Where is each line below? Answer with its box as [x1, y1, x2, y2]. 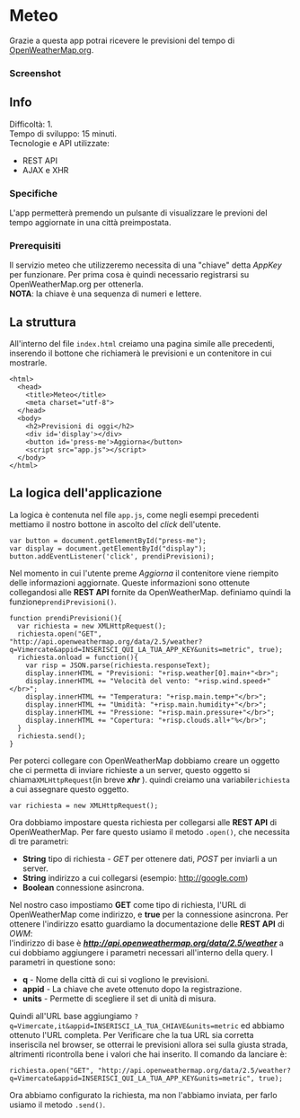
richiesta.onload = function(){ [17, 653, 139, 662]
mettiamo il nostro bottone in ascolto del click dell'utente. [9, 518, 222, 530]
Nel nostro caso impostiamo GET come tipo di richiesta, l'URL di [9, 899, 247, 910]
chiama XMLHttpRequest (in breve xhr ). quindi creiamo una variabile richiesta [9, 774, 290, 785]
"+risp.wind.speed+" [194, 676, 271, 685]
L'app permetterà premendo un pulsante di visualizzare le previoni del [9, 207, 268, 218]
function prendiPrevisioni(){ [9, 613, 123, 622]
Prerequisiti [9, 239, 61, 251]
